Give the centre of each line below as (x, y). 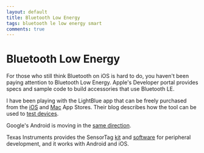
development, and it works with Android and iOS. (68, 144)
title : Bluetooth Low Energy (43, 18)
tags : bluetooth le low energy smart (54, 23)
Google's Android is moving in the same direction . (69, 126)
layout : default (27, 12)
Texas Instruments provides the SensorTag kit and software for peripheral (99, 137)
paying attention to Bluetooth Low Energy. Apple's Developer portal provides (102, 82)
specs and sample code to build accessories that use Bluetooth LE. (90, 89)
